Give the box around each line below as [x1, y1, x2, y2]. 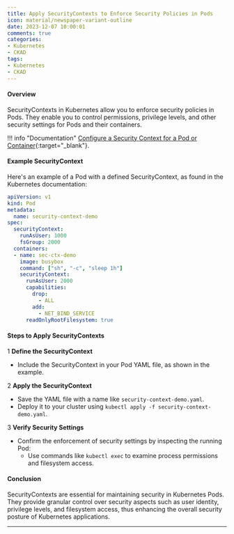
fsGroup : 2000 [19, 239, 61, 246]
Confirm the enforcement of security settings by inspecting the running [17, 437, 222, 445]
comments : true [7, 29, 52, 37]
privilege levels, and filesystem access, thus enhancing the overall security [7, 505, 223, 513]
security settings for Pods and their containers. [7, 120, 143, 129]
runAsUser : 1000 [19, 233, 68, 239]
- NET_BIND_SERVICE [38, 310, 95, 317]
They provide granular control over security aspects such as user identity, [7, 497, 219, 505]
